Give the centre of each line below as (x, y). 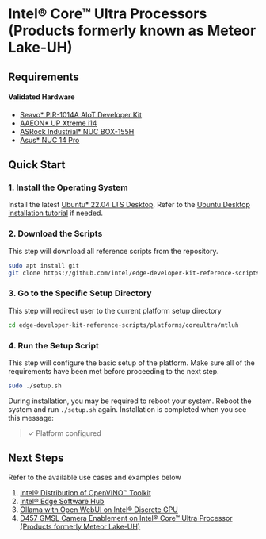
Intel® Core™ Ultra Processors (108, 14)
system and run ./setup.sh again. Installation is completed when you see (127, 409)
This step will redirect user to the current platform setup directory (115, 310)
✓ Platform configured (64, 433)
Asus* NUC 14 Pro (49, 140)
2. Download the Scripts (55, 233)
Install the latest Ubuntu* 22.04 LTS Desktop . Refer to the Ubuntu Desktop (129, 205)
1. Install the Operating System (68, 187)
